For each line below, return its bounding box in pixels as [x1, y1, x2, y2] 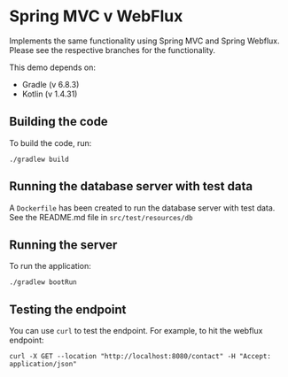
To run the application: [9, 261, 91, 272]
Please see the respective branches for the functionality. [9, 44, 215, 55]
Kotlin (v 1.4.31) [21, 88, 78, 99]
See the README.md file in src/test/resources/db [9, 212, 193, 222]
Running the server [9, 237, 118, 252]
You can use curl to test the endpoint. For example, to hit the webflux [9, 326, 263, 336]
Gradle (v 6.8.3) [21, 79, 80, 89]
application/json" [9, 360, 77, 369]
